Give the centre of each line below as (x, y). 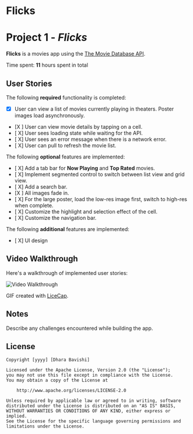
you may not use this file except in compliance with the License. (90, 376)
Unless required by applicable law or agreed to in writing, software (94, 401)
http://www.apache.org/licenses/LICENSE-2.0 (71, 391)
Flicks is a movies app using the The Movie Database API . (76, 54)
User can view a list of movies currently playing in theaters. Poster (94, 109)
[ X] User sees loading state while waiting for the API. (78, 133)
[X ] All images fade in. (42, 193)
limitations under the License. (45, 426)
